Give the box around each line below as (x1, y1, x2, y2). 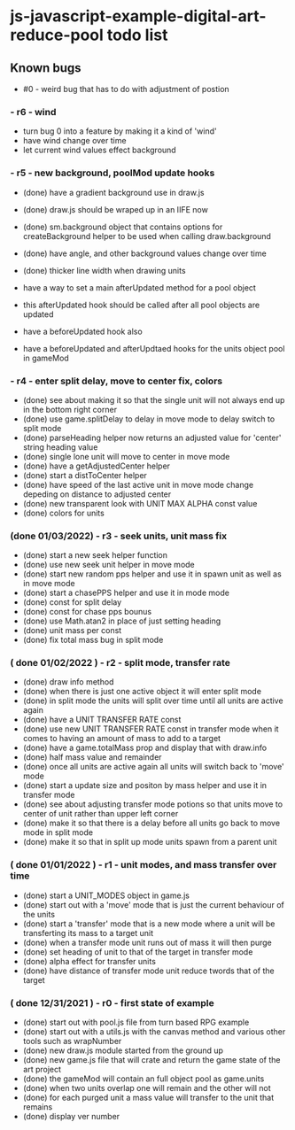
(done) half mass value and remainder (22, 752, 162, 762)
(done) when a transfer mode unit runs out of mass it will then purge (22, 937, 273, 948)
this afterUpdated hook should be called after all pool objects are (22, 299, 260, 310)
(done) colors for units (22, 507, 105, 518)
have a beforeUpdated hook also (22, 326, 143, 337)
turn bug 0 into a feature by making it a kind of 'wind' (22, 126, 217, 136)
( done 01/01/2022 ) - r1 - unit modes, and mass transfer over (10, 859, 277, 871)
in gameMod (22, 352, 69, 363)
